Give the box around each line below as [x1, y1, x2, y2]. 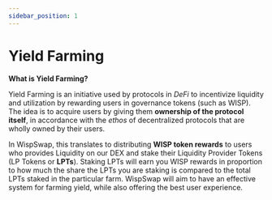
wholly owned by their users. [8, 123, 106, 134]
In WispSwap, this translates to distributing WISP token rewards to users [8, 139, 253, 149]
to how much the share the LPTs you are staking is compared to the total [8, 165, 252, 175]
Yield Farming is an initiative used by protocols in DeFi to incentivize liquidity [8, 89, 264, 99]
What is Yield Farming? [8, 74, 89, 83]
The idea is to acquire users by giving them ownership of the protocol [8, 106, 244, 116]
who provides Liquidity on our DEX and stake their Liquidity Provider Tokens [8, 147, 263, 158]
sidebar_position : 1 [8, 11, 79, 20]
